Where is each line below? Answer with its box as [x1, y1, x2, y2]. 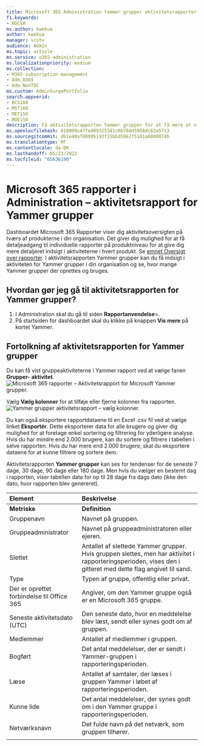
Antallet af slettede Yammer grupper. [81, 541, 187, 550]
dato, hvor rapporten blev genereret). [6, 479, 100, 487]
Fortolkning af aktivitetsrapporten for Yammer [6, 341, 185, 351]
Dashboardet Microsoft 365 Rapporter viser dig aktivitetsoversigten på [6, 228, 183, 236]
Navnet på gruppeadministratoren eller [81, 524, 192, 533]
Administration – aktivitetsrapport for [6, 195, 198, 209]
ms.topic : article [6, 49, 53, 55]
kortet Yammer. [15, 323, 53, 331]
